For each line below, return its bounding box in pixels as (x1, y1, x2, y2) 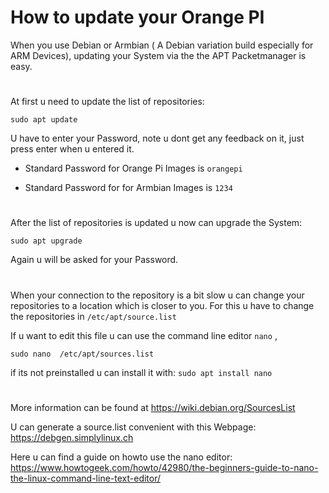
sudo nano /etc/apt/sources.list (10, 349, 155, 359)
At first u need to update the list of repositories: (10, 96, 205, 108)
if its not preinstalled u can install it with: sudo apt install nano (10, 366, 273, 378)
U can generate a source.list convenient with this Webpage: (10, 421, 257, 433)
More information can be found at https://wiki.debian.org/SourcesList (10, 401, 296, 413)
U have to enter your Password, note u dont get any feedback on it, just (10, 132, 305, 145)
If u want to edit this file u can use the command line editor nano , (10, 329, 278, 341)
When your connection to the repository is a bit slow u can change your (10, 289, 305, 301)
